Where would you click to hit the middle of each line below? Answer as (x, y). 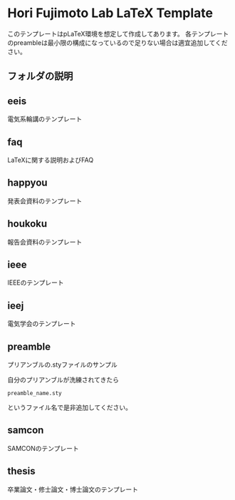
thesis (21, 471)
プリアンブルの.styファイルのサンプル (62, 364)
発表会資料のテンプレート (45, 200)
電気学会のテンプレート (42, 324)
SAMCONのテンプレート (43, 448)
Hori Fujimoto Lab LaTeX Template (110, 13)
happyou (27, 183)
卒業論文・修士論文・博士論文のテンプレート (73, 489)
